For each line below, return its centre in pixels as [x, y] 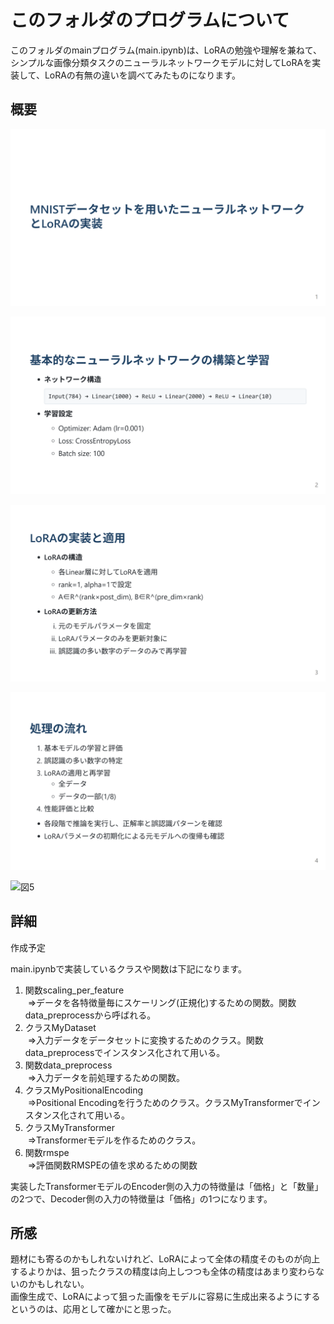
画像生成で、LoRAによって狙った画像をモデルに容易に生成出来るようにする [165, 1297]
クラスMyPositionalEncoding [83, 1090]
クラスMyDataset [60, 1027]
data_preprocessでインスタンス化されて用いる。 [125, 1052]
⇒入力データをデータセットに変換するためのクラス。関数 [145, 1040]
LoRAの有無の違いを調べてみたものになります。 [142, 75]
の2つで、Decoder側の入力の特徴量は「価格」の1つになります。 [141, 1198]
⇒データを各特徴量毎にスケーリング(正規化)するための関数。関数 [162, 1002]
